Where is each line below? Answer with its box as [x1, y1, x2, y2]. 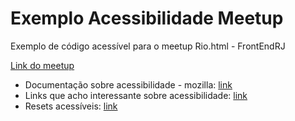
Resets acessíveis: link [24, 100, 118, 112]
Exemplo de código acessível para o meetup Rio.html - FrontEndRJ [10, 40, 286, 52]
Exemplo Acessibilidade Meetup [10, 7, 284, 30]
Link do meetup [10, 59, 75, 71]
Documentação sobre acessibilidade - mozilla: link [24, 78, 233, 91]
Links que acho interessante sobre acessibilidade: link [24, 89, 248, 101]
